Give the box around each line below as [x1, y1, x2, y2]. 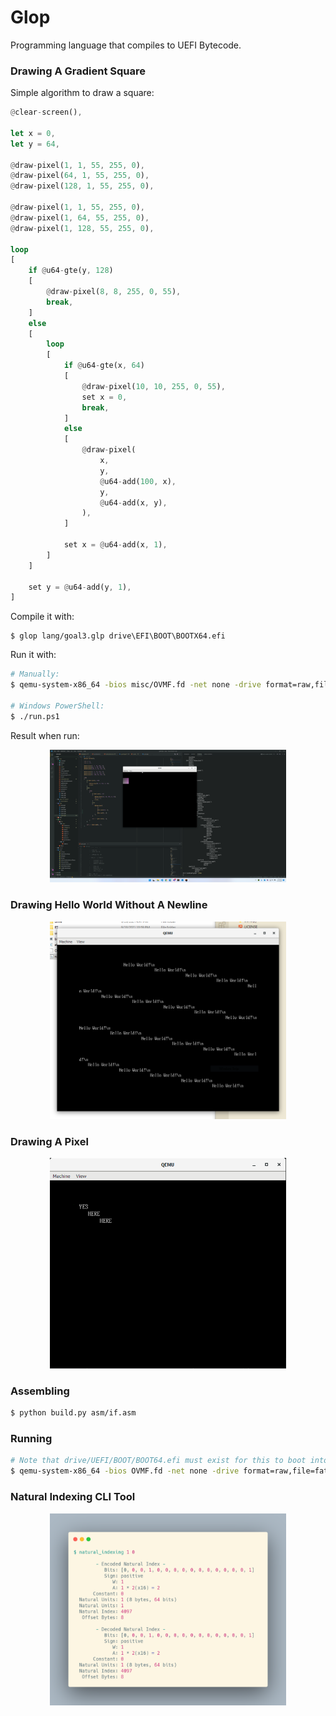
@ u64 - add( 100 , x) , [99, 476, 177, 486]
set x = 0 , [81, 392, 128, 402]
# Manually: [10, 669, 60, 680]
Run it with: [10, 649, 57, 661]
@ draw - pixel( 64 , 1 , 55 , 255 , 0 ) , [10, 171, 150, 181]
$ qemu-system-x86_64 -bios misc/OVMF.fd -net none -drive [10, 680, 262, 690]
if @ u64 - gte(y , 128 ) [28, 266, 114, 276]
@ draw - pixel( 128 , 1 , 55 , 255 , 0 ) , [10, 181, 155, 191]
